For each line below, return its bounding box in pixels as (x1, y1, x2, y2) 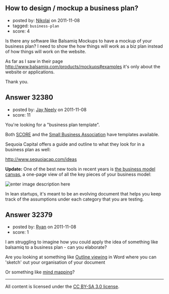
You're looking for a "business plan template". (5, 122, 100, 128)
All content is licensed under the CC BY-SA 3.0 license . (5, 283, 120, 289)
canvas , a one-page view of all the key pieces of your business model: (5, 171, 152, 177)
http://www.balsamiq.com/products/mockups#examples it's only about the (5, 63, 161, 69)
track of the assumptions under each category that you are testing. (5, 196, 144, 202)
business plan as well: (5, 146, 51, 152)
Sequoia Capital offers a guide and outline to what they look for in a (5, 141, 145, 147)
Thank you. (5, 78, 29, 84)
